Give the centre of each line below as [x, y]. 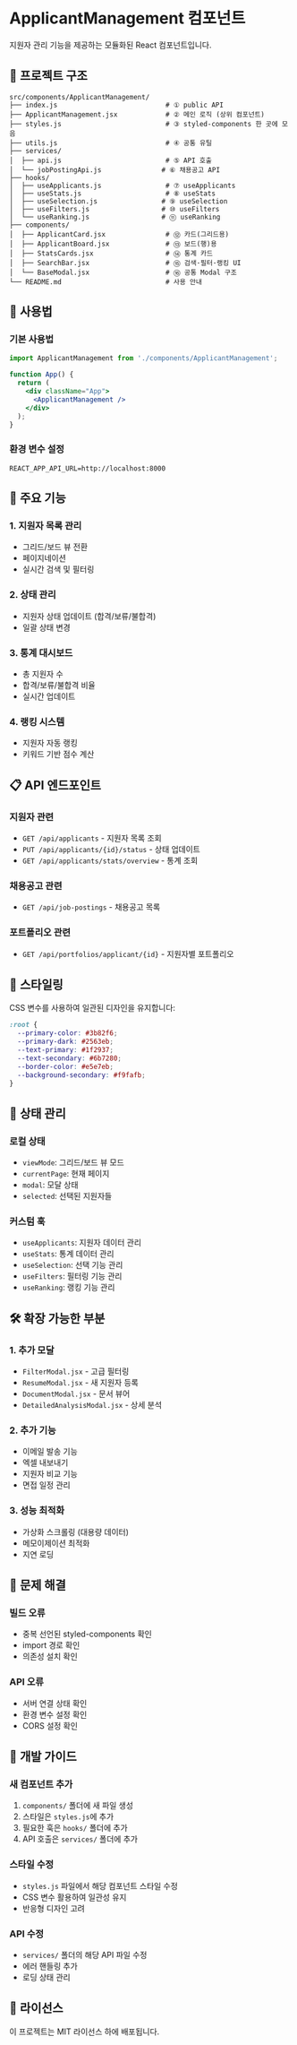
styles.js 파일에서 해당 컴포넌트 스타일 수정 [100, 1885]
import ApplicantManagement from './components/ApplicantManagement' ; [144, 358]
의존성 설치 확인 [50, 1657]
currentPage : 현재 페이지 [66, 1174]
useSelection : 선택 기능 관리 [72, 1265]
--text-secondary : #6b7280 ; [70, 1058]
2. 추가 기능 [33, 1430]
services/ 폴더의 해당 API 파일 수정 [85, 1954]
